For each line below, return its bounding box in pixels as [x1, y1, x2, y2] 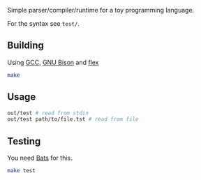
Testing [7, 135, 41, 147]
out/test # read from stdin [7, 110, 89, 117]
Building [7, 40, 44, 52]
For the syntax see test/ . [7, 20, 80, 27]
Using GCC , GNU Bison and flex [7, 58, 99, 66]
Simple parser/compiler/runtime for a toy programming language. [7, 6, 195, 14]
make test [7, 167, 36, 174]
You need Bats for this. [7, 153, 73, 163]
